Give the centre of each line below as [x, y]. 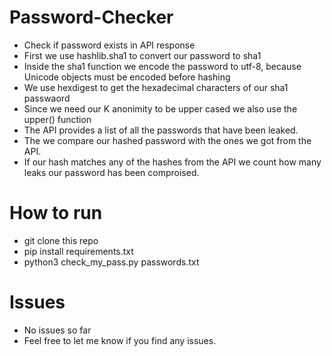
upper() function [57, 119]
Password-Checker [91, 17]
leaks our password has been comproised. [111, 172]
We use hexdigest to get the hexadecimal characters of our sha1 [156, 87]
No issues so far [57, 330]
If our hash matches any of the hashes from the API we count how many [172, 162]
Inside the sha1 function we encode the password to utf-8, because [162, 66]
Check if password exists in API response [109, 45]
